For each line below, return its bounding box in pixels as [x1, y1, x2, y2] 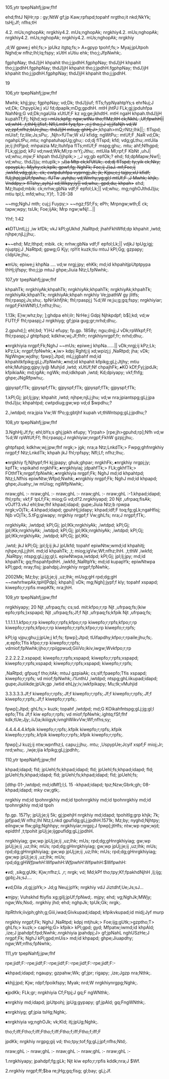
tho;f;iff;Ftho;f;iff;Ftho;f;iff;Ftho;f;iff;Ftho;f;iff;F [5, 1028, 101, 1035]
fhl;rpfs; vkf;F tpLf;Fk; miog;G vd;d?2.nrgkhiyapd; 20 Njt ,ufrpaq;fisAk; [5, 496, 152, 502]
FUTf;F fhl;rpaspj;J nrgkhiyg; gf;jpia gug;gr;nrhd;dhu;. [5, 318, 118, 323]
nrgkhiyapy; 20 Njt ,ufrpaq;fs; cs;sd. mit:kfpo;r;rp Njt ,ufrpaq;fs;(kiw [5, 604, 146, 610]
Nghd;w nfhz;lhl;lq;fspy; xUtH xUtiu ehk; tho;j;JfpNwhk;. [5, 50, 122, 56]
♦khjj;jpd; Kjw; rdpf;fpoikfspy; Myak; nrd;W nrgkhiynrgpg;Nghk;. [5, 980, 138, 986]
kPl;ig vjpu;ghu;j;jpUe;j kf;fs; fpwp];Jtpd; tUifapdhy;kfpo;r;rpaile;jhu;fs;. [5, 634, 153, 640]
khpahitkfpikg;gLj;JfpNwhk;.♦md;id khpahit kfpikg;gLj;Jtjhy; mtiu [5, 359, 140, 364]
